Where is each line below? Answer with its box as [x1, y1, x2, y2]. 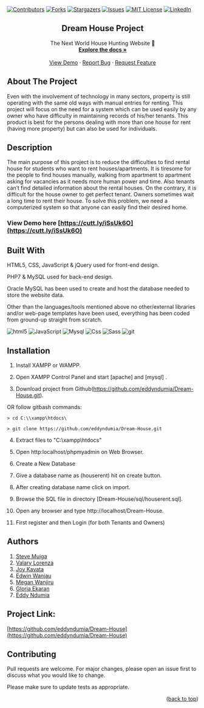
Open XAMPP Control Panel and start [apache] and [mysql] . [15, 373, 168, 380]
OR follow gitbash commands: [7, 403, 82, 410]
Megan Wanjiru [15, 578, 54, 586]
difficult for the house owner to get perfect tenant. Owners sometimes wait [7, 191, 194, 198]
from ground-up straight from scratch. [7, 316, 103, 323]
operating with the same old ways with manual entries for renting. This [7, 99, 183, 106]
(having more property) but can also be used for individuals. [7, 125, 157, 132]
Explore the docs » [78, 46, 127, 53]
